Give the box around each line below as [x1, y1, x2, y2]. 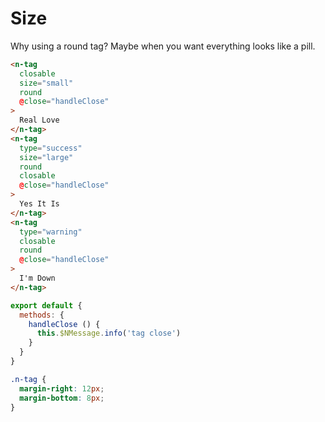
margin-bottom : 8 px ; [19, 393, 105, 403]
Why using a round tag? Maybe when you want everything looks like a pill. [10, 40, 316, 52]
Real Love [19, 115, 60, 126]
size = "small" [19, 78, 74, 88]
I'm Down [19, 273, 56, 284]
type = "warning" [19, 227, 83, 237]
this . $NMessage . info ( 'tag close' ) [36, 328, 182, 339]
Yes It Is [19, 199, 60, 209]
